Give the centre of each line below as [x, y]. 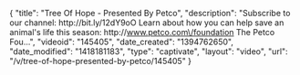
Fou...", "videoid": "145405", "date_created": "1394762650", [122, 42]
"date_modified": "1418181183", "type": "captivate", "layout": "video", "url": [149, 52]
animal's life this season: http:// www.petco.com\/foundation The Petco [142, 32]
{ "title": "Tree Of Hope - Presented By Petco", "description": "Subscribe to [150, 13]
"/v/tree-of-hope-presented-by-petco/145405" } [101, 61]
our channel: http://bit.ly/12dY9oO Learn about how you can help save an [147, 23]
